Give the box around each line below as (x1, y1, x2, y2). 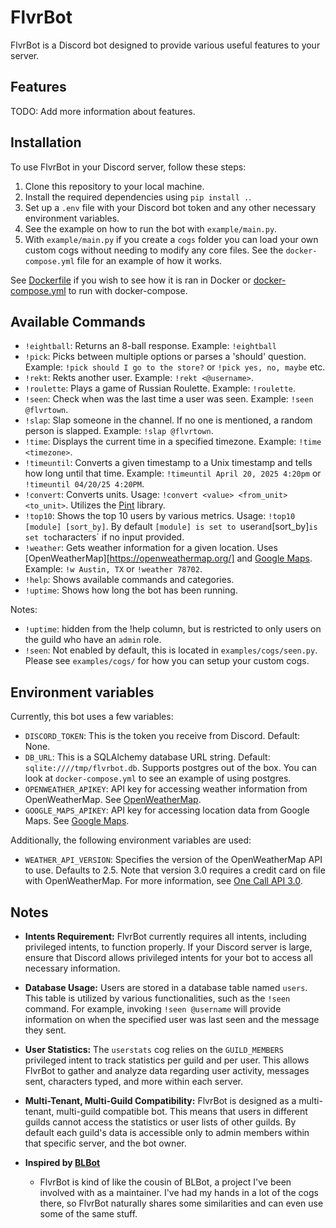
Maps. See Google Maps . (24, 815, 130, 827)
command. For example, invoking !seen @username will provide (24, 1003, 282, 1015)
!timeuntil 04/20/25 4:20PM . (24, 478, 145, 490)
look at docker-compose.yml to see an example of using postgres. (24, 772, 292, 785)
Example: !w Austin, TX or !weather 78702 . (24, 563, 203, 575)
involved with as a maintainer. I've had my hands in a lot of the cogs (39, 1187, 319, 1198)
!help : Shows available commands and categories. (24, 574, 235, 586)
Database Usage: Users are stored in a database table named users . (24, 982, 308, 993)
